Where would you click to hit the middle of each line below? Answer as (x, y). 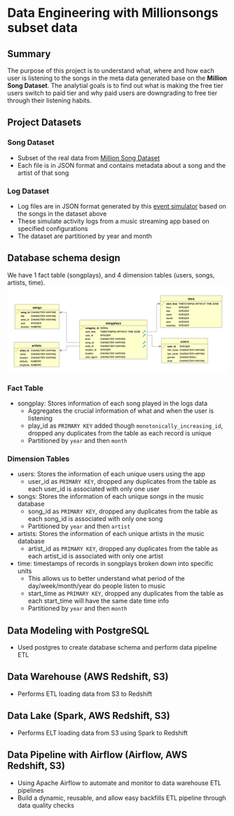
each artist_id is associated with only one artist (95, 556)
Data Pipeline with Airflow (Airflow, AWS (97, 755)
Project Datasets (44, 123)
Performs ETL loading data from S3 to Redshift (85, 694)
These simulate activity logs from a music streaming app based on (113, 221)
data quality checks (46, 805)
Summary (29, 54)
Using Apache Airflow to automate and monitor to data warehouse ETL (119, 783)
